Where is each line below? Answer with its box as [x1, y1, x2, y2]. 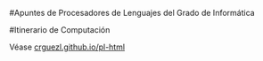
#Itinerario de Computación [9, 25, 111, 34]
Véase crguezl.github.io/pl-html [9, 42, 126, 52]
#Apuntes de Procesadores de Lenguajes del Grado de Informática [9, 8, 256, 18]
